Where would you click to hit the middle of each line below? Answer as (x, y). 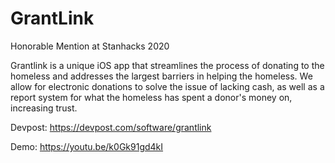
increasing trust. (44, 108)
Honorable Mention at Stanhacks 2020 (90, 46)
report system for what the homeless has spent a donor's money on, (151, 97)
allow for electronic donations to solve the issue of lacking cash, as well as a (167, 86)
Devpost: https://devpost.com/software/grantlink (111, 127)
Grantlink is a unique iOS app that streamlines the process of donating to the (167, 65)
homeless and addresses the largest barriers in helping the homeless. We (161, 76)
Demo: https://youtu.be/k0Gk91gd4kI (87, 146)
